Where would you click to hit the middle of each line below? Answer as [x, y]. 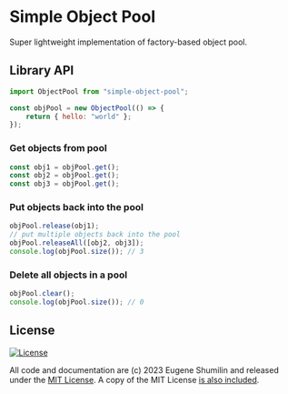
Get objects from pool [58, 148]
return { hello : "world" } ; [79, 116]
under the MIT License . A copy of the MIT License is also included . [134, 379]
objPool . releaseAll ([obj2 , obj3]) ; [77, 243]
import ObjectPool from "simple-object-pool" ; [99, 91]
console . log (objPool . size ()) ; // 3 [77, 252]
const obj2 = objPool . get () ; [65, 176]
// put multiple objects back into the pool [95, 235]
